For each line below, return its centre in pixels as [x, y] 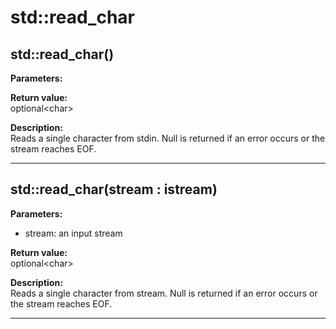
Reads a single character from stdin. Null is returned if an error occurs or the [168, 138]
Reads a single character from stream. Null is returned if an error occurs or [164, 293]
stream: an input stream [73, 233]
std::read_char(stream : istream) [114, 189]
